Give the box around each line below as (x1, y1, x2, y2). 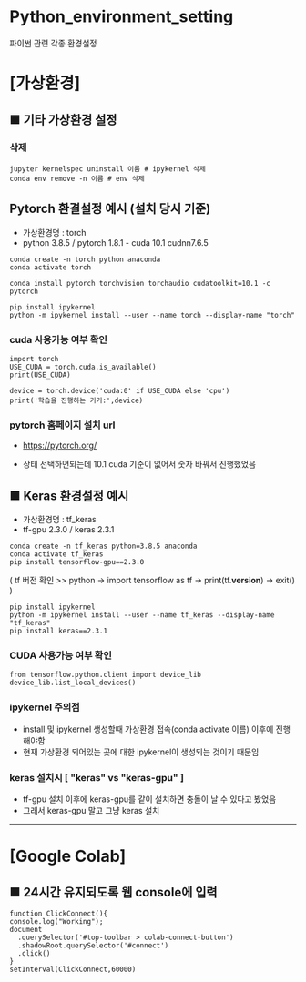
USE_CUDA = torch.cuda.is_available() (9, 362, 157, 371)
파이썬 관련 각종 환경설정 (9, 37, 97, 48)
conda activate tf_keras (9, 550, 104, 559)
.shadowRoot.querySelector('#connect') (17, 940, 169, 950)
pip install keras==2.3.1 (9, 626, 107, 636)
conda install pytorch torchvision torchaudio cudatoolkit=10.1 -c (9, 278, 271, 288)
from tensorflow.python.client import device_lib (9, 671, 202, 680)
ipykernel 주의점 (9, 701, 80, 714)
